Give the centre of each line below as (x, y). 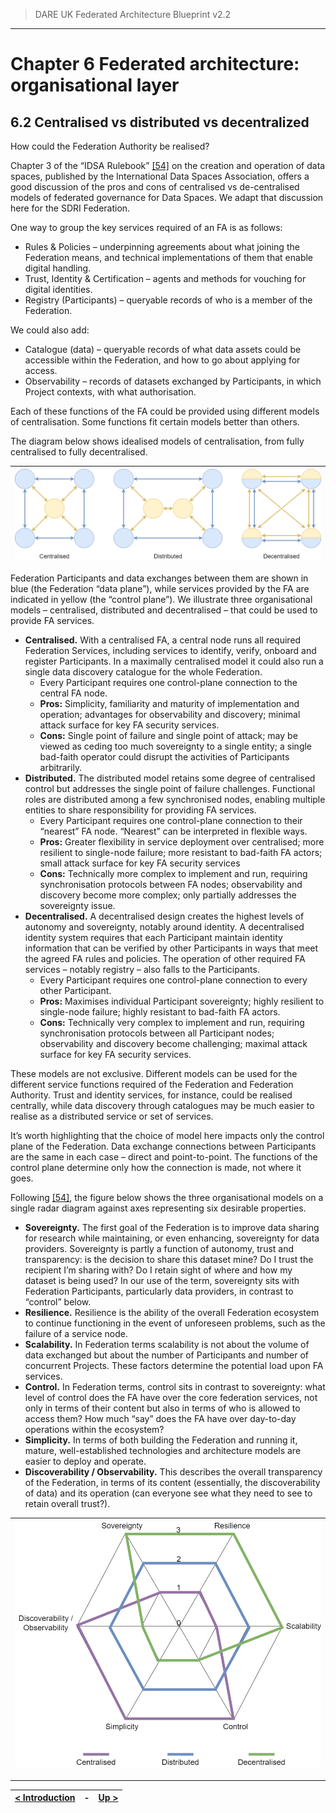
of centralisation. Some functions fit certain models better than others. (155, 422)
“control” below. (58, 1302)
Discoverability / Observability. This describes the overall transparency (173, 1472)
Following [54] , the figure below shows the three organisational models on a (167, 1198)
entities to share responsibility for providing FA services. (140, 810)
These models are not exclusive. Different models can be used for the (154, 1074)
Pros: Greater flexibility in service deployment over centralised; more (182, 842)
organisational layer (95, 85)
